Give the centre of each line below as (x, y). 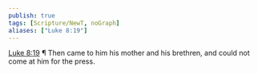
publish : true (32, 16)
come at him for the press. (52, 61)
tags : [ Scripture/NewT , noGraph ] (64, 23)
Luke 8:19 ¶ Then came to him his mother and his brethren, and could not (129, 53)
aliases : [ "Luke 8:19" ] (48, 30)
